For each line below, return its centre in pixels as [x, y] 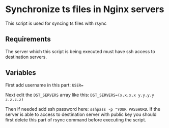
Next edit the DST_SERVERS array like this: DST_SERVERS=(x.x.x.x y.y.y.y [80, 95]
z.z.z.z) [15, 100]
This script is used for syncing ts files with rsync [56, 23]
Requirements [28, 39]
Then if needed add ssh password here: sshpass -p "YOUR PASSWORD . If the [83, 109]
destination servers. [26, 57]
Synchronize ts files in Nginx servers [85, 9]
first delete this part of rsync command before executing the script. [76, 119]
